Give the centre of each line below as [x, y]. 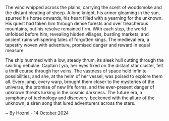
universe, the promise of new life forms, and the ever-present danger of [80, 87]
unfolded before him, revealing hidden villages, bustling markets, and [77, 34]
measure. [15, 50]
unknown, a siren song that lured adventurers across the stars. [70, 103]
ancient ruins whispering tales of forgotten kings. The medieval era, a [77, 39]
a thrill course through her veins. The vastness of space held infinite [76, 71]
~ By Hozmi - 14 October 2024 [37, 113]
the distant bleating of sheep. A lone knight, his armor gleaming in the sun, [83, 13]
